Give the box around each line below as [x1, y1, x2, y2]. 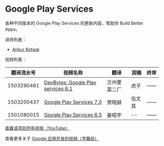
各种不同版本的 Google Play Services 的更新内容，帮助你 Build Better [5, 20, 143, 26]
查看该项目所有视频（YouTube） [5, 125, 70, 131]
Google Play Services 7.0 [43, 99, 102, 105]
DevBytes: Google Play [43, 79, 97, 86]
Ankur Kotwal [12, 46, 40, 52]
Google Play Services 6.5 [43, 111, 102, 118]
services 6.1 [43, 85, 73, 92]
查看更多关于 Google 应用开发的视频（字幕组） [5, 135, 99, 141]
